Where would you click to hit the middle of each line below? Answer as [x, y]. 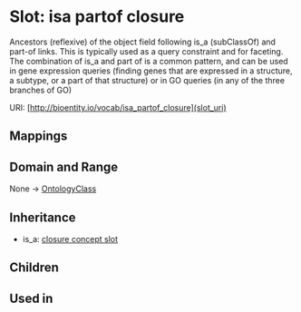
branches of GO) [41, 90]
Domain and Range [64, 166]
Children [34, 268]
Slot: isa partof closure [97, 17]
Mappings [39, 136]
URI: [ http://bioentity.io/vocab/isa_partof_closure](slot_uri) [118, 107]
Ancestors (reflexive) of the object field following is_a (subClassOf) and [143, 42]
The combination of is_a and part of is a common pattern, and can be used [149, 61]
